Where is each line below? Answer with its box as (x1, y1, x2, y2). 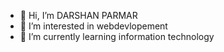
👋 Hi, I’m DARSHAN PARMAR (19, 10, 138, 21)
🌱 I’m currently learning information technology (19, 31, 215, 42)
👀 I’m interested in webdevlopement (19, 20, 168, 32)
